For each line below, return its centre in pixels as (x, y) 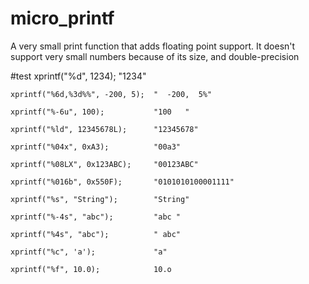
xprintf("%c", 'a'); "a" (89, 252)
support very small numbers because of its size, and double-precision (155, 56)
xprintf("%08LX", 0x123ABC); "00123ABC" (104, 164)
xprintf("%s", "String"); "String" (100, 199)
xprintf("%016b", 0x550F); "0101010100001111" (122, 182)
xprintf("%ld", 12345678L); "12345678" (104, 129)
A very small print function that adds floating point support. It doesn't (153, 46)
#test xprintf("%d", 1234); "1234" (78, 76)
